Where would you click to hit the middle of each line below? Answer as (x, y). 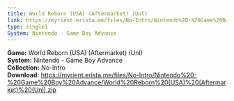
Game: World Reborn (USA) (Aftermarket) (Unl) (75, 53)
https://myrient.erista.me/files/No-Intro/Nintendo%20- (119, 75)
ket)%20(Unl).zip (32, 90)
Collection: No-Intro (37, 68)
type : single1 (28, 26)
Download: (23, 75)
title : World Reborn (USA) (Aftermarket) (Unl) (78, 14)
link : (15, 20)
